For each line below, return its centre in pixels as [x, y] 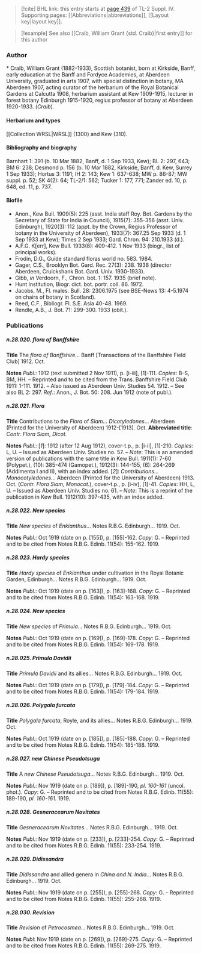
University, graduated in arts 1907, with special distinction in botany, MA [95, 81]
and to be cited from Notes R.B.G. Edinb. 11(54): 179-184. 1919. [83, 691]
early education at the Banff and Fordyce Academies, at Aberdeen [88, 75]
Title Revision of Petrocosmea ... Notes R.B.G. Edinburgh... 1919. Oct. [91, 927]
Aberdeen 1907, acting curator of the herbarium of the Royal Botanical [92, 87]
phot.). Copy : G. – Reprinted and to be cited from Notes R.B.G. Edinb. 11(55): [100, 792]
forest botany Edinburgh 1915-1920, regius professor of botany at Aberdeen [100, 100]
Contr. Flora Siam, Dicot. [37, 434]
